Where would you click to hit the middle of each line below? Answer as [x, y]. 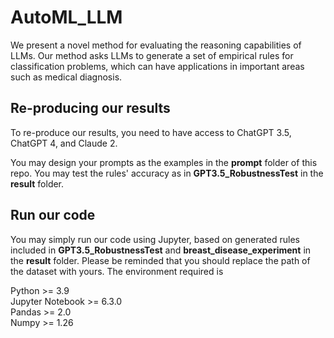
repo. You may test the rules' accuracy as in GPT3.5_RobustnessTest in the [167, 173]
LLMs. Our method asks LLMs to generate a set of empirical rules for [152, 55]
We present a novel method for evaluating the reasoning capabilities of [156, 45]
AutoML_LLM [66, 17]
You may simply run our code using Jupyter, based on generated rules [155, 239]
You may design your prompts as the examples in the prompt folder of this [164, 162]
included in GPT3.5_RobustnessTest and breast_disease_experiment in [161, 250]
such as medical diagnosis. [66, 77]
